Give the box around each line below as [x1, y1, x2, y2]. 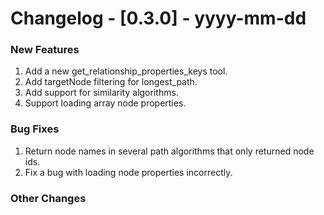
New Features [10, 43, 80, 57]
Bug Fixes [10, 122, 60, 136]
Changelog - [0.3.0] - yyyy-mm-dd [10, 7, 307, 30]
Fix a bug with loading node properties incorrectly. [24, 166, 233, 178]
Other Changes [10, 191, 87, 205]
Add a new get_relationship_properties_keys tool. [24, 65, 228, 77]
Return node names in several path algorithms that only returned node [24, 145, 315, 157]
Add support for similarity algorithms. [24, 87, 179, 99]
